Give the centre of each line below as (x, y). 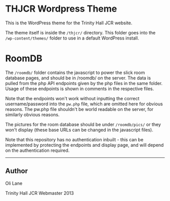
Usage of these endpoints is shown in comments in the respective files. (80, 89)
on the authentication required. (37, 150)
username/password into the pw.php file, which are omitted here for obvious (84, 104)
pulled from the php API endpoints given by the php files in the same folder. (84, 83)
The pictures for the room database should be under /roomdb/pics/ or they (83, 124)
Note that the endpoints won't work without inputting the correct (72, 98)
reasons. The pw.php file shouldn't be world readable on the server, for (79, 109)
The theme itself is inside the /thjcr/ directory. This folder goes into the (80, 32)
